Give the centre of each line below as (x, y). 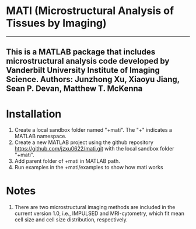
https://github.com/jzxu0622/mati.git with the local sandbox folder (94, 149)
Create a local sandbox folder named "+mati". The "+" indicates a (93, 130)
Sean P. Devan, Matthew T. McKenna (74, 89)
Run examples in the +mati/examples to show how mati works (89, 168)
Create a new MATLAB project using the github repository (84, 142)
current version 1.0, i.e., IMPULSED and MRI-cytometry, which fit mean (99, 213)
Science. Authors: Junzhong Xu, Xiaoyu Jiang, (93, 79)
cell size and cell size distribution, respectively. (71, 220)
